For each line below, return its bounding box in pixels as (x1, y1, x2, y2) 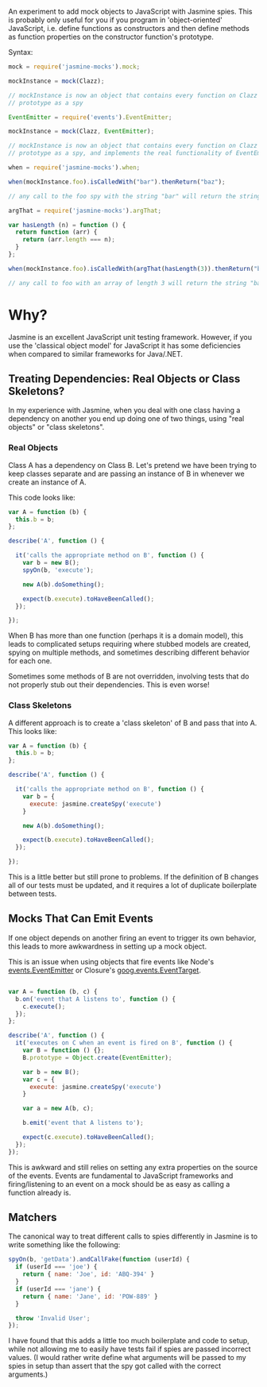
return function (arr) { (15, 228, 98, 237)
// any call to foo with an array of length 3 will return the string (8, 279, 247, 287)
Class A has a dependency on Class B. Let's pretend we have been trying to (8, 460, 257, 469)
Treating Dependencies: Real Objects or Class (8, 372, 241, 385)
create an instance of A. (8, 477, 87, 487)
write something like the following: (8, 1240, 121, 1250)
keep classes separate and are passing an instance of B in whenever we (8, 469, 245, 478)
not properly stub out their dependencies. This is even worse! (8, 680, 210, 690)
